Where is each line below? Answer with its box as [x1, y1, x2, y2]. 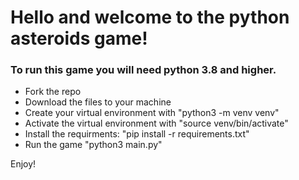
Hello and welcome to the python [10, 6, 290, 29]
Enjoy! [10, 158, 37, 170]
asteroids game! [10, 27, 148, 50]
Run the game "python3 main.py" [24, 139, 163, 151]
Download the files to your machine [24, 96, 172, 108]
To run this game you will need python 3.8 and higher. [10, 63, 277, 77]
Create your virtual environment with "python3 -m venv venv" [24, 107, 280, 119]
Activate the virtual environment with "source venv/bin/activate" [24, 117, 289, 130]
